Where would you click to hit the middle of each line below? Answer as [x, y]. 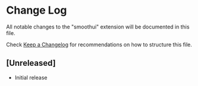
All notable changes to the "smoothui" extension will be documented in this [98, 27]
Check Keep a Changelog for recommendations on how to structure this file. [99, 44]
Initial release [31, 77]
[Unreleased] [31, 63]
